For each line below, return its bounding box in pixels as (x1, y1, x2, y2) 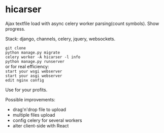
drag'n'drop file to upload (12, 106, 67, 113)
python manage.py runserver (5, 59, 65, 64)
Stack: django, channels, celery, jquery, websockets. (5, 36, 116, 42)
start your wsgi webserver (5, 69, 62, 74)
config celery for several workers (12, 117, 82, 123)
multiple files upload (12, 112, 55, 118)
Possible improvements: (5, 96, 56, 102)
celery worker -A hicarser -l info (5, 55, 81, 60)
